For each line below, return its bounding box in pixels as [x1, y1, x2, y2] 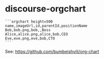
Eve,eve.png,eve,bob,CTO [5, 36, 55, 41]
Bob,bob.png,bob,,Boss [5, 27, 51, 32]
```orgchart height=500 [5, 19, 53, 24]
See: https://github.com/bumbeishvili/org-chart [5, 48, 99, 54]
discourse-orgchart [5, 3, 86, 14]
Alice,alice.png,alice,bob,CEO [5, 32, 68, 36]
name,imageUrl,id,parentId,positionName [5, 23, 88, 28]
